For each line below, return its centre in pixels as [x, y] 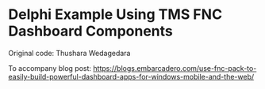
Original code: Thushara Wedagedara [69, 53]
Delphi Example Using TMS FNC [115, 15]
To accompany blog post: [50, 68]
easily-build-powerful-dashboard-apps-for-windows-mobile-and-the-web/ [131, 76]
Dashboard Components [90, 31]
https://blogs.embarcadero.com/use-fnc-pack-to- [175, 68]
